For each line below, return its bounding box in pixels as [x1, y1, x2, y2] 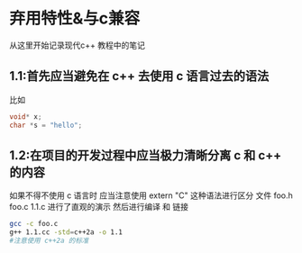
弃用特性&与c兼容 [9, 8, 141, 29]
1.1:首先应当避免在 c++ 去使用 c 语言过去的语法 [9, 68, 270, 84]
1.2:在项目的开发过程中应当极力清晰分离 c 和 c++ [9, 148, 282, 163]
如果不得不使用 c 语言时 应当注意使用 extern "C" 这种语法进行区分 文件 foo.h [9, 190, 293, 201]
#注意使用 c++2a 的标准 [9, 236, 89, 246]
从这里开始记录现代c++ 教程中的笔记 [9, 40, 146, 50]
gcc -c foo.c [9, 220, 59, 229]
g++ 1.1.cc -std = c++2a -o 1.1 [9, 228, 124, 237]
